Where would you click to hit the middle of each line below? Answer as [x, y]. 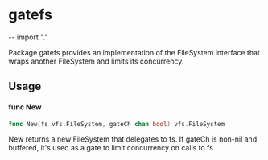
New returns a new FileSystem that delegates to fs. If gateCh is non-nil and [133, 139]
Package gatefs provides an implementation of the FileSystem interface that [134, 52]
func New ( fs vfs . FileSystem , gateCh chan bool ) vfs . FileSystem [117, 124]
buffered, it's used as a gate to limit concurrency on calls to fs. [112, 148]
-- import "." [28, 37]
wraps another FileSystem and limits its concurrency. [96, 61]
